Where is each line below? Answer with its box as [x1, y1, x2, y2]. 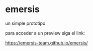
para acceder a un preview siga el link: [5, 30, 85, 36]
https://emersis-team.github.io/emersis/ [5, 39, 88, 46]
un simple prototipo [5, 20, 46, 26]
